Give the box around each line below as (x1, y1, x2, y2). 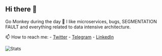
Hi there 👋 (5, 5, 37, 14)
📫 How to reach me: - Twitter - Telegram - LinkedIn (5, 34, 114, 40)
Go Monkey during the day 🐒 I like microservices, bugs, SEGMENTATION (5, 18, 157, 24)
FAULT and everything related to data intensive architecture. (5, 24, 131, 30)
